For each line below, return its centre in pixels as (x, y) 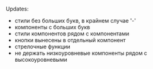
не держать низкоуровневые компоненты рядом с (81, 53)
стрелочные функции (43, 46)
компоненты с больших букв (52, 27)
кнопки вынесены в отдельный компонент (70, 40)
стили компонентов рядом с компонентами (72, 34)
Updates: (17, 9)
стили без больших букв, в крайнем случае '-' (75, 20)
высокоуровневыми (41, 60)
